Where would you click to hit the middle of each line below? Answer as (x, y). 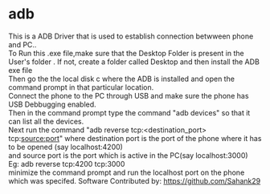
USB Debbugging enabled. (52, 104)
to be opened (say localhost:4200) (65, 147)
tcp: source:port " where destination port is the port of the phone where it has (135, 138)
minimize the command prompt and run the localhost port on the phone (127, 172)
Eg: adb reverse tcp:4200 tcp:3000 (67, 164)
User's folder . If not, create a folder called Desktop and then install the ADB (134, 62)
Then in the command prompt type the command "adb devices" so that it (129, 112)
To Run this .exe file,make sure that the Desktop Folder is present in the (126, 53)
